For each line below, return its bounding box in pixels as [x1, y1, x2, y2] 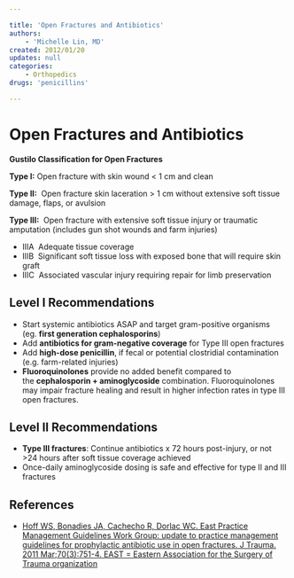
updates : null [9, 54, 62, 63]
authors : [9, 28, 42, 38]
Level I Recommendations [9, 295, 155, 310]
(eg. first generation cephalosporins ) [21, 328, 161, 339]
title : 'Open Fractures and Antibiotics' [9, 20, 165, 29]
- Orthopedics [25, 70, 77, 80]
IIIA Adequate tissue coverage [21, 241, 135, 252]
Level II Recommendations [9, 419, 158, 434]
